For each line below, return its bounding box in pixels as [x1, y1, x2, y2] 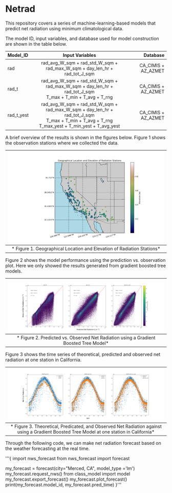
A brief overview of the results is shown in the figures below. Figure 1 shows [5, 134, 166, 140]
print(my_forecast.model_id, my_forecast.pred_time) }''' [5, 482, 122, 488]
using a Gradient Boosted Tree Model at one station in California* [17, 428, 155, 435]
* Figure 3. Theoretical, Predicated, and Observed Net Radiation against [10, 423, 162, 429]
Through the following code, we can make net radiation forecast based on [5, 440, 161, 446]
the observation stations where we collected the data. [5, 139, 119, 146]
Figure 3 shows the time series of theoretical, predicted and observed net [5, 352, 161, 358]
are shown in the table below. [5, 40, 68, 47]
